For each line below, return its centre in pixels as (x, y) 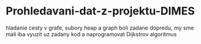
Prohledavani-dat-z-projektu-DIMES (100, 11)
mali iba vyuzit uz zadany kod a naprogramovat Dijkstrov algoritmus (91, 34)
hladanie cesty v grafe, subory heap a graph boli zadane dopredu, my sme (100, 28)
